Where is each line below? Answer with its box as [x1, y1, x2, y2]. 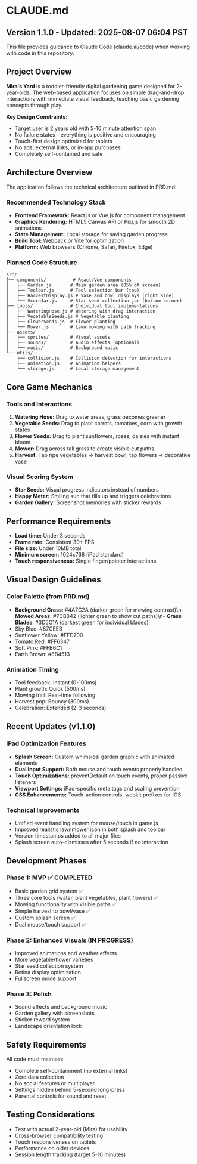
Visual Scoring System [6, 473, 73, 481]
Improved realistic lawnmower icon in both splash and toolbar [14, 826, 166, 833]
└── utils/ [6, 350, 33, 356]
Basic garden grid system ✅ [14, 887, 84, 894]
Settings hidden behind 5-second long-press [14, 1086, 126, 1094]
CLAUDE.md [6, 4, 69, 17]
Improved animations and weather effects [14, 949, 117, 956]
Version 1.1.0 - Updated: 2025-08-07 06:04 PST [6, 27, 189, 38]
